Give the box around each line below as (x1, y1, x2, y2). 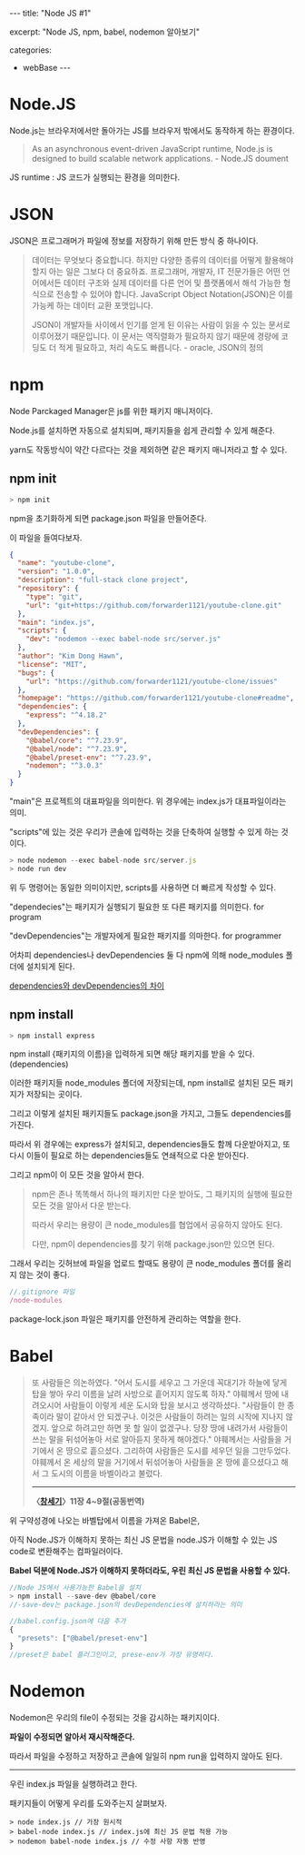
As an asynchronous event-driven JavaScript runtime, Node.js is (31, 143, 273, 154)
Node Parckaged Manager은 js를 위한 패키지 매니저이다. (9, 405, 213, 416)
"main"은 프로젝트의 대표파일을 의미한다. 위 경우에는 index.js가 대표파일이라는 (9, 796, 287, 807)
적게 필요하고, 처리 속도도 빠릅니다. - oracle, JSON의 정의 (58, 342, 264, 352)
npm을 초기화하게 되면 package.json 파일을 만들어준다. (9, 512, 207, 523)
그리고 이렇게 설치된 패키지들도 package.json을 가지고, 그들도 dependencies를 (9, 1108, 292, 1119)
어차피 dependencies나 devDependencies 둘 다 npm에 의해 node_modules (9, 949, 284, 960)
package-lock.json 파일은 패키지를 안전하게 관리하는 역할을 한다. (9, 1314, 241, 1324)
